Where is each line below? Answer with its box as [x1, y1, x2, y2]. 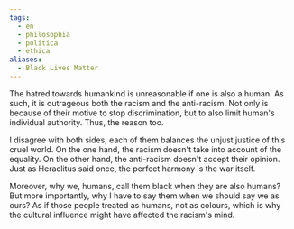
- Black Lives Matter [17, 64, 99, 73]
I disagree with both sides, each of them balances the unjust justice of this [9, 134, 286, 145]
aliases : [9, 55, 42, 64]
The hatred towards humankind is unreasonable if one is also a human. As [9, 87, 284, 99]
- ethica [17, 47, 51, 56]
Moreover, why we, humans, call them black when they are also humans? [9, 180, 281, 191]
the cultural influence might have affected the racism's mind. [9, 209, 235, 220]
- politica [17, 38, 59, 48]
